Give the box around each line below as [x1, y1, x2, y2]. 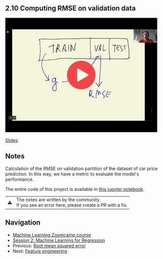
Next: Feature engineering [12, 248, 67, 254]
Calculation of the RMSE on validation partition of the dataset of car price [5, 165, 158, 172]
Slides [5, 137, 18, 143]
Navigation [5, 218, 40, 227]
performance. [5, 176, 34, 182]
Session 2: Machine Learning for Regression [12, 237, 105, 243]
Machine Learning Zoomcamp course [12, 232, 91, 238]
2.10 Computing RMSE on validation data [5, 4, 136, 13]
